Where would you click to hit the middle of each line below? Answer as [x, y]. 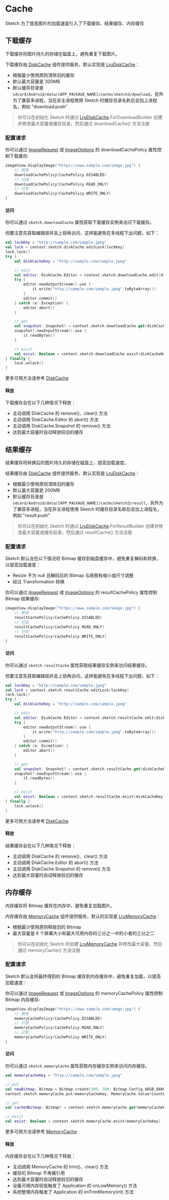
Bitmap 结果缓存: [23, 599]
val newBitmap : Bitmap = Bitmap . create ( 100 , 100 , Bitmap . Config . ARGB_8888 [85, 1089]
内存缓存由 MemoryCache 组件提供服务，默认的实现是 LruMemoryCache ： [83, 916]
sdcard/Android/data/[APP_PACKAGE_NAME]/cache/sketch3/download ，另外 [88, 94]
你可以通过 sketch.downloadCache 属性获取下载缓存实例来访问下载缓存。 [80, 222]
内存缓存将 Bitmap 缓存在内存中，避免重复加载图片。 [60, 905]
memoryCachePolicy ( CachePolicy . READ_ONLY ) [59, 1028]
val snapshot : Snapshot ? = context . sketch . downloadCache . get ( [81, 326]
